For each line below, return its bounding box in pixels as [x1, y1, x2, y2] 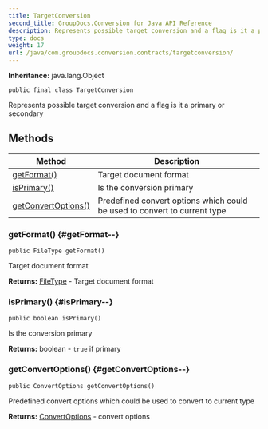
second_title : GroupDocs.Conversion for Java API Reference [8, 19, 213, 27]
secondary [8, 109, 44, 118]
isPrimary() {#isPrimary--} [8, 296, 113, 308]
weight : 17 [8, 42, 45, 50]
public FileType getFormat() [8, 247, 105, 256]
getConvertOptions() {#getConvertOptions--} [8, 364, 190, 375]
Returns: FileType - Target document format [8, 276, 154, 286]
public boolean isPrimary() [8, 315, 102, 323]
